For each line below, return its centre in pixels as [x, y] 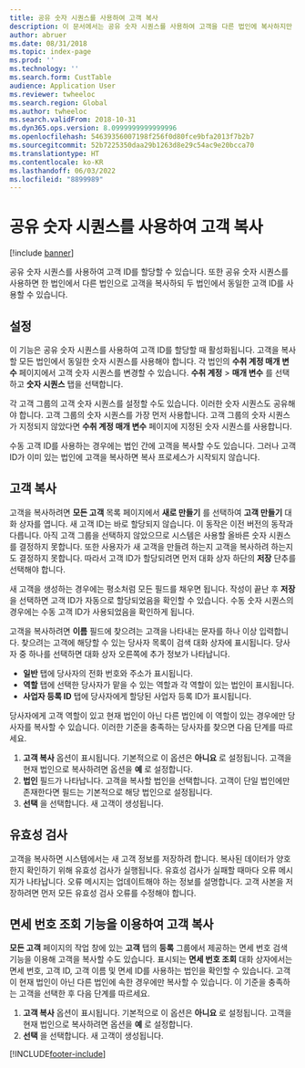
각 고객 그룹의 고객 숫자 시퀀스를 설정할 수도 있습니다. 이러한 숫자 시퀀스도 [140, 403]
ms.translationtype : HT [55, 153]
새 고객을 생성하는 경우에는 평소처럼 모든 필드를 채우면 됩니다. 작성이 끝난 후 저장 [152, 589]
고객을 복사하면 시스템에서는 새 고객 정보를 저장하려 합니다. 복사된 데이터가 [142, 858]
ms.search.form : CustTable [61, 78]
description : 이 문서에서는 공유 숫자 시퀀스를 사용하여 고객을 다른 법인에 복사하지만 [151, 26]
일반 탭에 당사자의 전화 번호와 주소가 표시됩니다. [107, 673]
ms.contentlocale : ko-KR [56, 162]
